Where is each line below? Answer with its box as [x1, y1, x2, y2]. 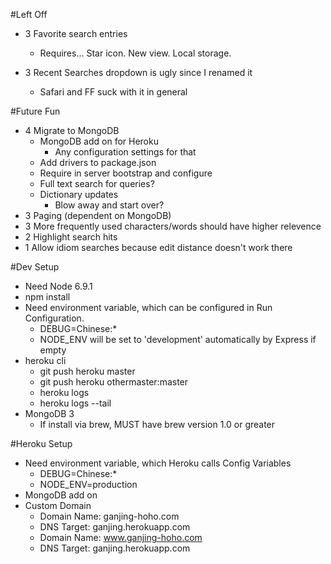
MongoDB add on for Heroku [39, 135, 159, 147]
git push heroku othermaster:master [39, 376, 189, 388]
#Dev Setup [10, 261, 60, 273]
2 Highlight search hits [24, 231, 118, 243]
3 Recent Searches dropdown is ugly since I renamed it [24, 67, 253, 78]
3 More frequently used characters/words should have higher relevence [24, 220, 322, 232]
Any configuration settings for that [54, 146, 197, 158]
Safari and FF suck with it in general [39, 86, 188, 98]
